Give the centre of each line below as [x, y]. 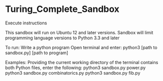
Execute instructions [26, 23]
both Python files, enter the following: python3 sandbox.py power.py [76, 68]
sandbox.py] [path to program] [37, 53]
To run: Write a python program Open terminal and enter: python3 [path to [81, 47]
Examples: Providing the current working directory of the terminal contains [82, 62]
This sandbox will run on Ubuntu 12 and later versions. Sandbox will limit [79, 32]
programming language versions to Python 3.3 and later [62, 38]
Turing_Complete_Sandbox [62, 9]
